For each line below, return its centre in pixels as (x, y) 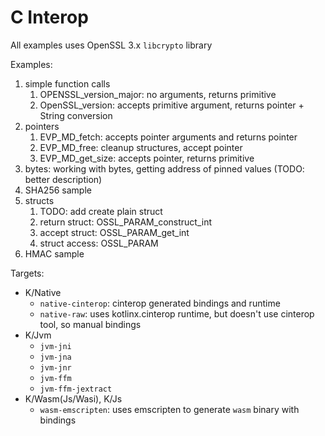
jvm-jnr (55, 367)
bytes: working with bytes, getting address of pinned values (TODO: (164, 168)
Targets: (27, 273)
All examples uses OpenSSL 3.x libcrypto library (111, 45)
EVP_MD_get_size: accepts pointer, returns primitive (147, 158)
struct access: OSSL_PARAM (99, 243)
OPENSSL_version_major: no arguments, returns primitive (158, 94)
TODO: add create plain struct (101, 211)
